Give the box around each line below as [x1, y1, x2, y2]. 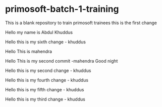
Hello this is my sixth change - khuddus [5, 38, 86, 45]
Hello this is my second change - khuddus [5, 68, 92, 73]
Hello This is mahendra [5, 48, 52, 54]
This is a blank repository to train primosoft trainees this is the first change [5, 20, 157, 26]
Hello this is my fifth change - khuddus [5, 86, 84, 92]
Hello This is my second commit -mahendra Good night [5, 58, 118, 64]
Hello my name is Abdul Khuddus [5, 29, 73, 35]
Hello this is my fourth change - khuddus [5, 77, 89, 83]
